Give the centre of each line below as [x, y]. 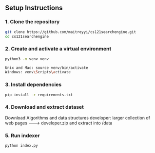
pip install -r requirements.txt [39, 95]
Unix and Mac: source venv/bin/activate [47, 68]
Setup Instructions [34, 8]
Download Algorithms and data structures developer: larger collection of [77, 118]
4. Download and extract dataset [45, 107]
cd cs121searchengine [27, 36]
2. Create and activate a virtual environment [58, 49]
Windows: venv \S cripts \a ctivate [38, 72]
